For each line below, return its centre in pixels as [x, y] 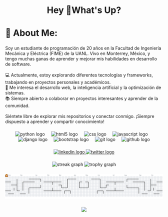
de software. [18, 64]
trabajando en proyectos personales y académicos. [58, 82]
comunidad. [17, 106]
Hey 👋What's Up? [84, 10]
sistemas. [15, 93]
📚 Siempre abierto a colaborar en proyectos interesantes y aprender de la [82, 98]
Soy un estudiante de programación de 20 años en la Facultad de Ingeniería [83, 48]
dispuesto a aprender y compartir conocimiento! [55, 121]
